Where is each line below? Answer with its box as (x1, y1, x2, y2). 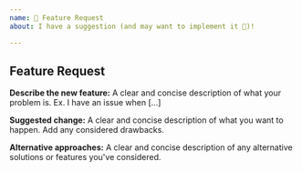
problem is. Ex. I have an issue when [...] (9, 97, 161, 108)
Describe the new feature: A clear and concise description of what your (9, 87, 281, 98)
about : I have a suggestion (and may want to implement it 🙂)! (9, 22, 255, 31)
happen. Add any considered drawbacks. (9, 125, 164, 136)
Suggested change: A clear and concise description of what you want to (9, 115, 285, 126)
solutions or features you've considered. (9, 152, 161, 163)
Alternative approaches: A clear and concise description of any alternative (9, 142, 294, 153)
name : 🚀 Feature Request (9, 13, 104, 23)
